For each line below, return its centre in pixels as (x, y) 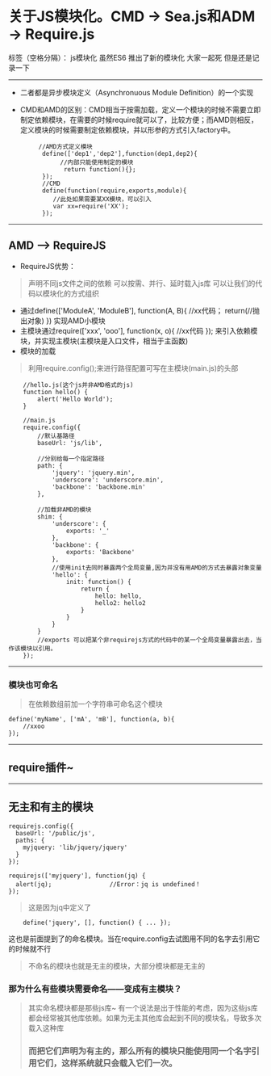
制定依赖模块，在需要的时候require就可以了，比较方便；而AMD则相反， (139, 120)
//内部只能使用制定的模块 (97, 162)
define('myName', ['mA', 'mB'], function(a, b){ (92, 720)
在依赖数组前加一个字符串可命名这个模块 (95, 704)
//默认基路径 (56, 436)
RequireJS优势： (48, 266)
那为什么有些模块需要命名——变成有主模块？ (95, 989)
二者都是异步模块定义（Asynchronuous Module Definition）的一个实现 (137, 92)
